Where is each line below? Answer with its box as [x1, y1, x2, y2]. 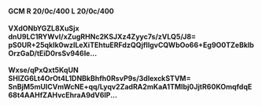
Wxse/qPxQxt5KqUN [8, 65, 79, 75]
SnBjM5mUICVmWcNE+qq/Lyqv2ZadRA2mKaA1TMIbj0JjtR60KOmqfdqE [8, 82, 253, 92]
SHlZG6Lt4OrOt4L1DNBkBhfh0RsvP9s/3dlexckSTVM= [8, 74, 191, 83]
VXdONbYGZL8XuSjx [8, 24, 80, 33]
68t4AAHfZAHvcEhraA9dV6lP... [8, 90, 118, 100]
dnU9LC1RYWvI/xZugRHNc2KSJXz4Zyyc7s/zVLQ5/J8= [8, 32, 197, 42]
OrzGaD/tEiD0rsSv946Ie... [8, 49, 98, 58]
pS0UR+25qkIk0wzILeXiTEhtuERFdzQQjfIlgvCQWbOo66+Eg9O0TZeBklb [8, 40, 254, 50]
